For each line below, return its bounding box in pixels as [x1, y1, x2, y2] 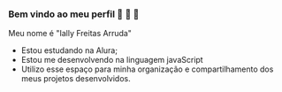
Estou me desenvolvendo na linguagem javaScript [20, 55, 204, 65]
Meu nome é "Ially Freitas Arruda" [8, 28, 132, 39]
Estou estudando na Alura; [20, 45, 118, 56]
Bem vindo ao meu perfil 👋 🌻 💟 [8, 8, 140, 20]
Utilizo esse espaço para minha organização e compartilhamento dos [20, 64, 274, 74]
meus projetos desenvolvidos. [20, 73, 131, 84]
